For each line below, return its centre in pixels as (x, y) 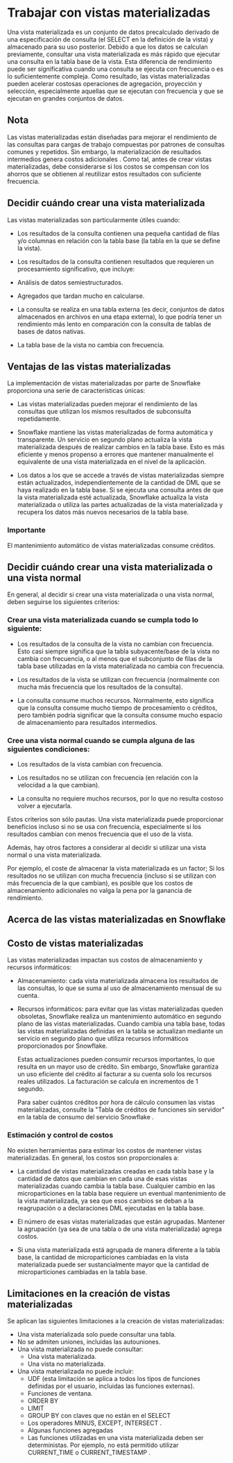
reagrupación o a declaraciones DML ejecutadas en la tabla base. (111, 1208)
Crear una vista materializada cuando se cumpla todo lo (103, 620)
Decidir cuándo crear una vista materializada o (110, 567)
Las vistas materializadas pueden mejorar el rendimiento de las (107, 404)
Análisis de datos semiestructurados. (70, 282)
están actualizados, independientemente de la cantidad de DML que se (119, 483)
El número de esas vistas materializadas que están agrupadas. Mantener (121, 1221)
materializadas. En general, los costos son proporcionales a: (93, 1157)
